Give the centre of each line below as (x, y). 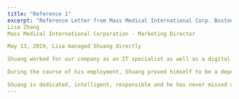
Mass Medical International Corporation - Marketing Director (101, 34)
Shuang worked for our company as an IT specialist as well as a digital (119, 59)
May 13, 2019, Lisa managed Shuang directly (74, 47)
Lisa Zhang (23, 27)
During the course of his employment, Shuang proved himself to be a (113, 72)
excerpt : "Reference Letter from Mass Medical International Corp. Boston (121, 21)
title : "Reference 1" (39, 14)
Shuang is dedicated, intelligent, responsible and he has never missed (117, 85)
